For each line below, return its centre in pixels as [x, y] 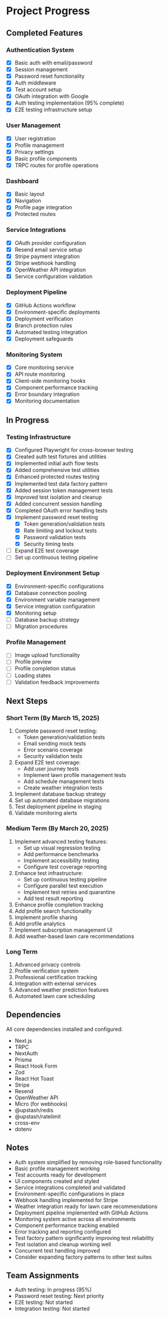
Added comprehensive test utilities [57, 470]
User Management [33, 125]
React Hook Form [36, 1066]
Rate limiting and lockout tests [60, 530]
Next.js [23, 1040]
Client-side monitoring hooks [50, 381]
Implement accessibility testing [61, 860]
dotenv [23, 1129]
